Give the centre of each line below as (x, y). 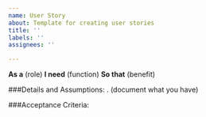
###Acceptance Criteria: (49, 105)
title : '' (25, 30)
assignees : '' (32, 45)
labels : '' (26, 38)
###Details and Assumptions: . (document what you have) (103, 90)
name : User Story (37, 15)
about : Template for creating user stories (82, 23)
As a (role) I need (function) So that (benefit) (82, 74)
